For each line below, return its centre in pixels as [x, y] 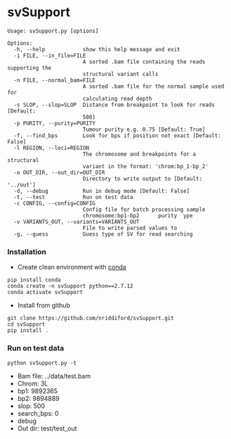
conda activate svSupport [45, 293]
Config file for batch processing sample [144, 209]
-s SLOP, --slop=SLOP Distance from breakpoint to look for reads [114, 105]
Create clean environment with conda [72, 267]
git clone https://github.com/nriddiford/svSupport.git [91, 318]
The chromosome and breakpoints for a [139, 154]
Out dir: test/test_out [47, 428]
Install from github [44, 305]
